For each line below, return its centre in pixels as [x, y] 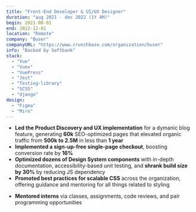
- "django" [25, 94]
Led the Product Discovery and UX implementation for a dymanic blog [102, 128]
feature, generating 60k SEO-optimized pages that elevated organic [98, 134]
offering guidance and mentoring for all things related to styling [92, 185]
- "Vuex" [22, 67]
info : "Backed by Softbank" [41, 50]
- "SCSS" [22, 89]
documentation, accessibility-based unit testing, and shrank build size [101, 166]
